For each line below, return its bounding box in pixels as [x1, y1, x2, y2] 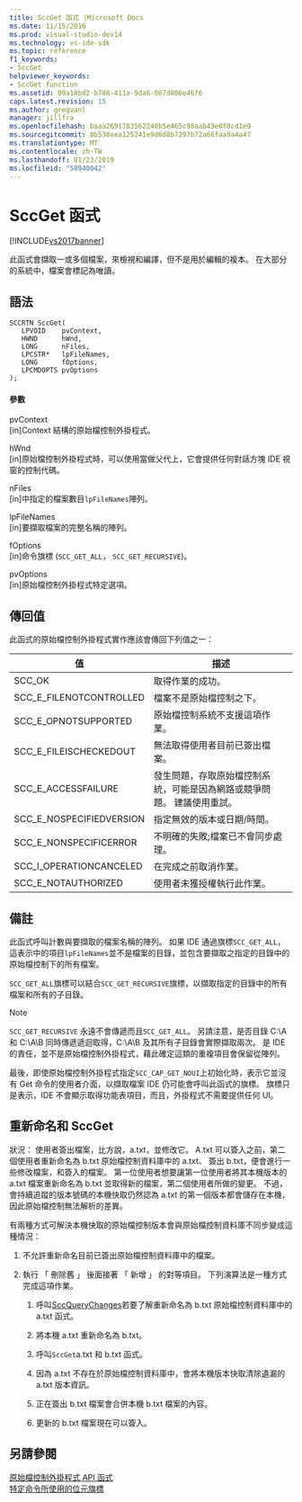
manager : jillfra [9, 113, 75, 122]
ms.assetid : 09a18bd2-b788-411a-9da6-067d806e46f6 [9, 88, 203, 97]
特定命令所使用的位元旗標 [9, 1483, 104, 1494]
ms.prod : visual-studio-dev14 [9, 30, 123, 39]
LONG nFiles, [21, 343, 91, 352]
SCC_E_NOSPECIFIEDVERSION [13, 813, 146, 826]
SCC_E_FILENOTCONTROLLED [13, 692, 146, 704]
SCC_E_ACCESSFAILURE [13, 782, 119, 795]
